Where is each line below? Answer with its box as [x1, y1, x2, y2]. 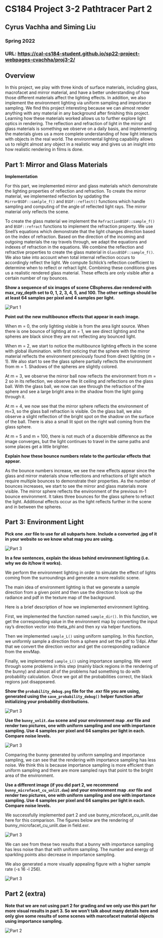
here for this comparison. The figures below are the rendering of [5, 817, 134, 823]
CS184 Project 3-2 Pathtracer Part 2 [5, 3, 152, 15]
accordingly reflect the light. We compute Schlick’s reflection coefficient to [5, 259, 154, 266]
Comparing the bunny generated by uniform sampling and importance [5, 752, 145, 757]
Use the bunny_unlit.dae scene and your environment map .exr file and [5, 717, 150, 723]
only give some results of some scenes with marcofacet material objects [5, 913, 154, 919]
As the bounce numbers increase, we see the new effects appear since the [5, 468, 155, 474]
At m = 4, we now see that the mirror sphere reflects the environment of [5, 403, 149, 409]
